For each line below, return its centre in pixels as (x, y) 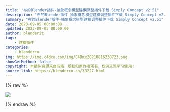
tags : (11, 38)
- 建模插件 (24, 43)
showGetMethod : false (28, 62)
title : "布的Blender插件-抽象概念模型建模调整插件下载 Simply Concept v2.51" (82, 10)
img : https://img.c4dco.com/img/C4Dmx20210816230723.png (67, 57)
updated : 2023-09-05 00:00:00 (37, 29)
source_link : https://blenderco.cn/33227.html (55, 71)
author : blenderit (25, 33)
